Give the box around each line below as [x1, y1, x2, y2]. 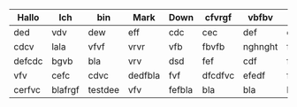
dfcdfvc [202, 70, 235, 81]
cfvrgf [204, 11, 232, 23]
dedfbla [127, 70, 161, 81]
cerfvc [13, 84, 42, 96]
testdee [88, 84, 120, 96]
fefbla [168, 84, 193, 96]
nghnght [242, 41, 278, 52]
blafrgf [51, 84, 80, 96]
